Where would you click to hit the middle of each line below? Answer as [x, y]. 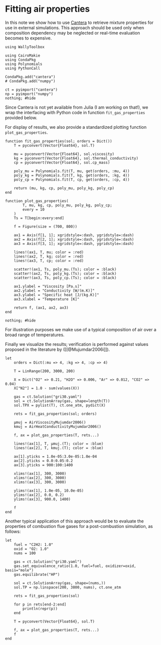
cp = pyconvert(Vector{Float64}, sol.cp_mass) [62, 162]
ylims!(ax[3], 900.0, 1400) [42, 499]
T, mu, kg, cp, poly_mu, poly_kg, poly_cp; [67, 205]
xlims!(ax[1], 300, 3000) [40, 474]
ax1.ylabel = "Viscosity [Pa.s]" [48, 286]
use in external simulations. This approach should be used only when [75, 27]
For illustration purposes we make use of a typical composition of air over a [81, 329]
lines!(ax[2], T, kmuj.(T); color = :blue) [59, 448]
